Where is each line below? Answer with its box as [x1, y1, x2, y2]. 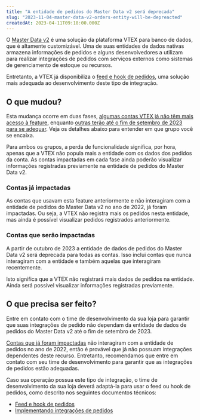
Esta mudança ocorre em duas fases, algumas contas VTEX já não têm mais [6, 113, 194, 120]
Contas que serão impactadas [6, 231, 96, 240]
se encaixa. [6, 132, 35, 139]
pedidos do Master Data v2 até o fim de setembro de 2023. [6, 327, 152, 335]
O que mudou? [6, 97, 62, 107]
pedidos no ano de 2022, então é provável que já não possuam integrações [6, 345, 192, 352]
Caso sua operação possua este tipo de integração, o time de [6, 376, 158, 383]
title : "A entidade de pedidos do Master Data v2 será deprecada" [6, 8, 175, 15]
